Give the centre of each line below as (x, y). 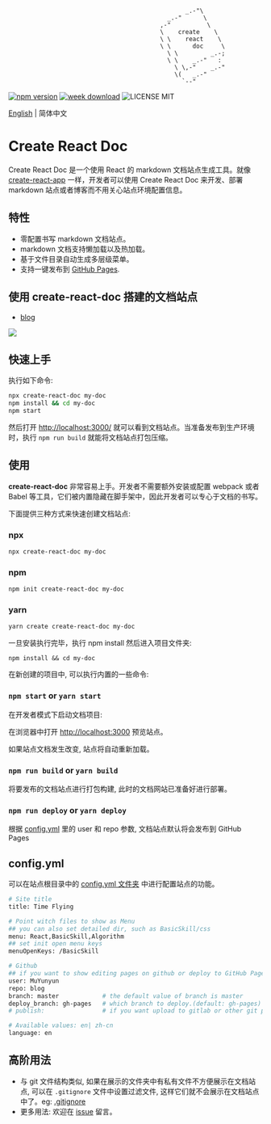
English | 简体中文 (38, 113)
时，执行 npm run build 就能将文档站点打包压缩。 (90, 437)
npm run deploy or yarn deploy (67, 810)
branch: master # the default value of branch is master (126, 996)
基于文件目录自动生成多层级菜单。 (77, 259)
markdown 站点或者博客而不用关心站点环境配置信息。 (98, 190)
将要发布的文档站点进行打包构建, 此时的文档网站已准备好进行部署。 (120, 789)
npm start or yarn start (55, 696)
